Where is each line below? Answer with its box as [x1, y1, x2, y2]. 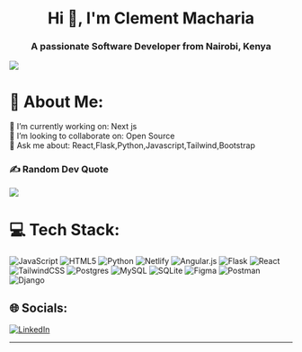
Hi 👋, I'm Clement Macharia [48, 8, 254, 29]
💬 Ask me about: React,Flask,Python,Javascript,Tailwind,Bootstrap [9, 140, 256, 151]
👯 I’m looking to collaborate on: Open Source [9, 130, 175, 142]
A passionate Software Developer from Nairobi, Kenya [31, 40, 271, 53]
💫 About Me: [9, 92, 104, 111]
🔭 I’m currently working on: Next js [9, 121, 138, 132]
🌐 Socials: [9, 301, 68, 316]
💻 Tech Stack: [9, 219, 120, 240]
